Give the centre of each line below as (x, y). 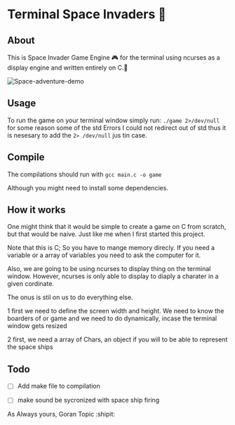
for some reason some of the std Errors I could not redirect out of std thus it (117, 127)
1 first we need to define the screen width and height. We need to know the (116, 311)
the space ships (31, 347)
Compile (26, 157)
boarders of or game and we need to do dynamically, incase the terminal (112, 318)
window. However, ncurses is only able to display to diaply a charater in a (113, 276)
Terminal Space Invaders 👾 (87, 14)
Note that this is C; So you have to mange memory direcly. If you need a (111, 248)
